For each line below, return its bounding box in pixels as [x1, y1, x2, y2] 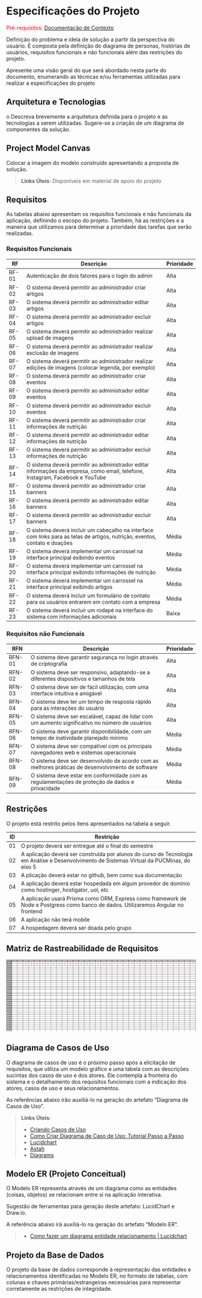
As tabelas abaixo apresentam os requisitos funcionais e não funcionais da [6, 211, 192, 218]
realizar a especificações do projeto [6, 79, 96, 87]
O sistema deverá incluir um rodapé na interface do [26, 606, 153, 613]
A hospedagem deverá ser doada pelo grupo [20, 924, 132, 931]
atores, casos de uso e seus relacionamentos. [6, 1084, 120, 1091]
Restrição [94, 833, 120, 840]
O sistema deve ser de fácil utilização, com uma [31, 683, 149, 691]
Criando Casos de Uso [29, 1126, 86, 1133]
